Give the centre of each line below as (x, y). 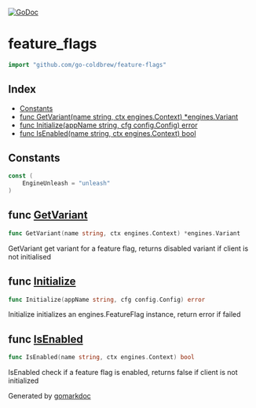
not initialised (29, 256)
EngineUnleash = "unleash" (66, 184)
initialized (24, 380)
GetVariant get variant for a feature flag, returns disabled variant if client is (128, 248)
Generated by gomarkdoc (50, 396)
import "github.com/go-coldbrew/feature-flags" (88, 64)
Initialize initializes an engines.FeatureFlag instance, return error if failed (124, 314)
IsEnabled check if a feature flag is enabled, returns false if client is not (123, 373)
